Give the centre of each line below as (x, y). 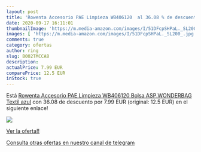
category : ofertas (29, 45)
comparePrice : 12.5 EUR (36, 73)
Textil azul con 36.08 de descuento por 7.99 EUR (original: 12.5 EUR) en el (97, 102)
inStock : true (24, 78)
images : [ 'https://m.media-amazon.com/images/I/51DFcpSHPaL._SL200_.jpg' (101, 34)
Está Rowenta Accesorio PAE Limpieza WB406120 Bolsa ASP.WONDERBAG (99, 96)
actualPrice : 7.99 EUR (34, 67)
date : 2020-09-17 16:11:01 (40, 23)
